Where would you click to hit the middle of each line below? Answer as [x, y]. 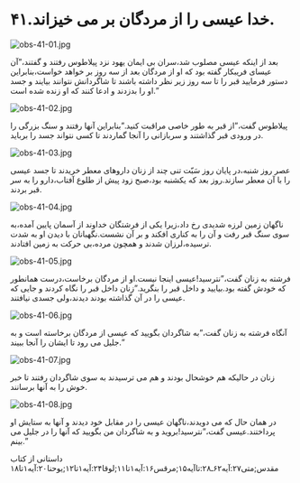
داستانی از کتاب [36, 458]
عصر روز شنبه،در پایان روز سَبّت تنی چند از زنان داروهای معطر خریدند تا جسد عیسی [150, 170]
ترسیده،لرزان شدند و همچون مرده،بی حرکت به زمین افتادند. [111, 243]
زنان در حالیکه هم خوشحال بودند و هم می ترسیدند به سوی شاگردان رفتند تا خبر [143, 377]
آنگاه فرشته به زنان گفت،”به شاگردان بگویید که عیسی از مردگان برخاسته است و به [149, 332]
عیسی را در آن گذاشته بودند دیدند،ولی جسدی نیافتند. [98, 297]
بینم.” [19, 441]
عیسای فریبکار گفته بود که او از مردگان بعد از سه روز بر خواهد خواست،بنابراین [141, 71]
